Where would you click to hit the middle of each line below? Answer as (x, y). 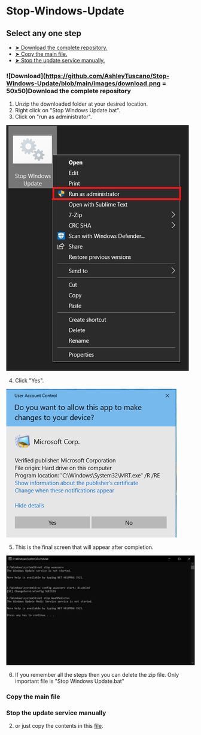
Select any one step (44, 33)
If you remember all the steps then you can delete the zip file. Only (97, 674)
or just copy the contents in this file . (59, 725)
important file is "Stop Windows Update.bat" (69, 681)
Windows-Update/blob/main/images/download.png (83, 83)
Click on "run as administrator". (53, 117)
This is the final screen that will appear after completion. (84, 547)
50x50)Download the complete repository (69, 91)
